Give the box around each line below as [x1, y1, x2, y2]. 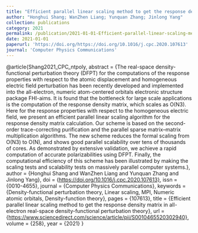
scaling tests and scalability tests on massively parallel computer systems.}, [6, 163, 190, 170]
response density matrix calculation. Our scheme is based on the [6, 119, 164, 127]
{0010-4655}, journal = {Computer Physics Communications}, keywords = [6, 182, 186, 189]
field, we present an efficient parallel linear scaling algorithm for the [6, 113, 170, 120]
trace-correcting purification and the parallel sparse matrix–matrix [20, 126, 181, 133]
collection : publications [6, 19, 70, 25]
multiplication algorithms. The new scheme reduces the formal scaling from [6, 132, 190, 139]
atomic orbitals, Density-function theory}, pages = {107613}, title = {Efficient [6, 195, 191, 202]
